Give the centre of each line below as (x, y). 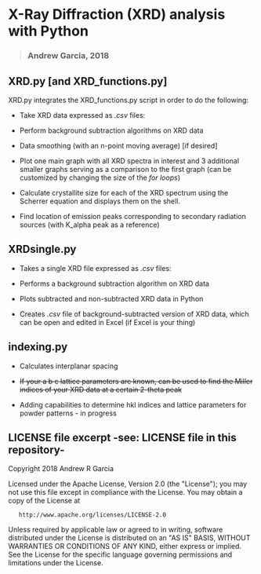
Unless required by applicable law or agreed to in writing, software (116, 530)
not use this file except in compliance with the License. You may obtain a (125, 492)
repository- (36, 450)
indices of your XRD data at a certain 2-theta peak (101, 389)
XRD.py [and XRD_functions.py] (88, 81)
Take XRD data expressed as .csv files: (82, 115)
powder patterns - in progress (68, 413)
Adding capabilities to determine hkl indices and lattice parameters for (133, 404)
